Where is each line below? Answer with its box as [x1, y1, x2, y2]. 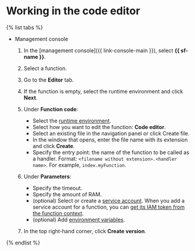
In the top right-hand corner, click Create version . [23, 227, 147, 234]
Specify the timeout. [32, 184, 83, 192]
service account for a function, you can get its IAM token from [32, 203, 185, 211]
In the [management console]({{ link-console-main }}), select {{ [23, 46, 180, 54]
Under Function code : [23, 105, 78, 112]
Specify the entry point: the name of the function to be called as [32, 149, 190, 156]
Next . [23, 94, 37, 101]
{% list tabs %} [6, 24, 43, 31]
